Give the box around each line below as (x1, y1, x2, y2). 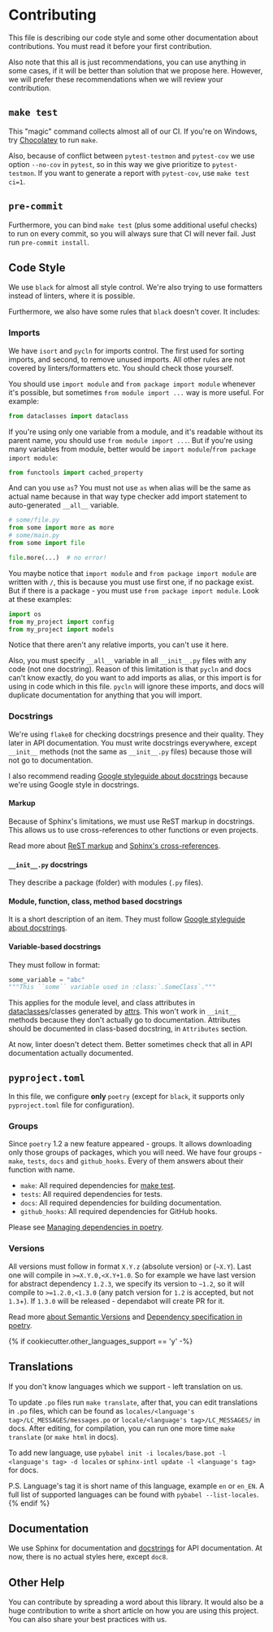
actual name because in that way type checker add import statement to (8, 491, 248, 502)
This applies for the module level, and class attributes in (8, 998, 195, 1008)
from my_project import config (8, 618, 115, 626)
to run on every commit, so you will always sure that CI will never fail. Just (8, 228, 256, 238)
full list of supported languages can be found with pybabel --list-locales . (8, 1489, 259, 1499)
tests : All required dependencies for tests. (19, 1190, 162, 1199)
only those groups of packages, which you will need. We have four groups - (8, 1147, 262, 1158)
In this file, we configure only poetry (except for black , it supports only (8, 1092, 245, 1102)
